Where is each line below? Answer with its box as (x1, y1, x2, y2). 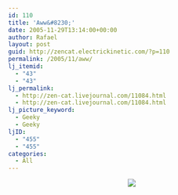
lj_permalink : (8, 84, 55, 92)
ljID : (8, 128, 26, 135)
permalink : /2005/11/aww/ (8, 56, 93, 63)
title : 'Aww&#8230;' (8, 19, 76, 27)
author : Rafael (8, 33, 58, 42)
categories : (8, 150, 47, 157)
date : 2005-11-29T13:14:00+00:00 (8, 26, 118, 34)
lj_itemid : (8, 63, 44, 70)
